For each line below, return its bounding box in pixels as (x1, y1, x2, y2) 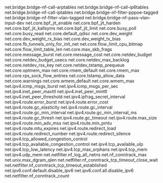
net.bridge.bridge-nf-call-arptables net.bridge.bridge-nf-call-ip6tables (4, 4, 149, 10)
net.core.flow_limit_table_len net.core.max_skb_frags (4, 47, 112, 52)
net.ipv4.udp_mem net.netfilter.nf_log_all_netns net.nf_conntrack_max (4, 152, 147, 158)
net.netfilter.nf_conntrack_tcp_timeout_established (4, 162, 107, 168)
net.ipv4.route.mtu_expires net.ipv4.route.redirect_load (4, 125, 117, 131)
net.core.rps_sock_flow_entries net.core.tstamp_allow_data (4, 73, 125, 78)
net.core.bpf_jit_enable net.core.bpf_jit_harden (25, 20, 121, 26)
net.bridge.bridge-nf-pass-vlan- (85, 15, 151, 20)
